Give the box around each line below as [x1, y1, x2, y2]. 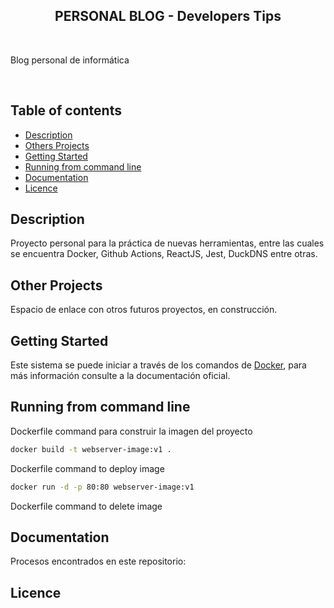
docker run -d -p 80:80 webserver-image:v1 [10, 482, 195, 492]
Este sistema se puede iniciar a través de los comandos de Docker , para [10, 359, 307, 371]
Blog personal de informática [10, 54, 130, 66]
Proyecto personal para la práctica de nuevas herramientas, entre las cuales [10, 237, 325, 249]
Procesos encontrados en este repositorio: [10, 555, 187, 568]
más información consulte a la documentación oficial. [10, 370, 231, 382]
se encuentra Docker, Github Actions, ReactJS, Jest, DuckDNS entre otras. [10, 248, 318, 260]
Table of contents [10, 102, 122, 119]
